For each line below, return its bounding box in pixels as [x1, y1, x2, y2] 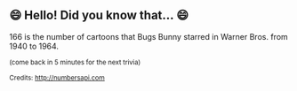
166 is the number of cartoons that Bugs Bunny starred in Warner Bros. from [9, 31, 289, 42]
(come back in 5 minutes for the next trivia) [9, 57, 140, 66]
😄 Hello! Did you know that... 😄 [9, 8, 189, 23]
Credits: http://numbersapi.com [9, 73, 105, 82]
